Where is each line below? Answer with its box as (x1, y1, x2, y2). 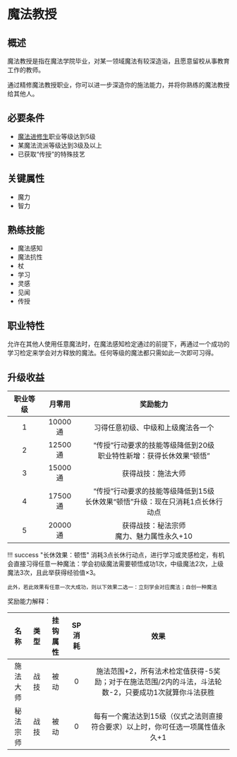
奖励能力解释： (7, 597, 51, 606)
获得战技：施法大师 (122, 469, 186, 479)
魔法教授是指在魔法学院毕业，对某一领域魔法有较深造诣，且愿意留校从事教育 (7, 57, 230, 65)
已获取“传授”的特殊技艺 (17, 150, 86, 158)
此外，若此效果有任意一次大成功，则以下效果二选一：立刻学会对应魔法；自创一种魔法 (7, 584, 217, 591)
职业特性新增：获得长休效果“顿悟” (97, 451, 210, 461)
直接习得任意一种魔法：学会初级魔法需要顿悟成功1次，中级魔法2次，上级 (13, 559, 224, 568)
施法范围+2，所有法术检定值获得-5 (96, 667, 214, 676)
